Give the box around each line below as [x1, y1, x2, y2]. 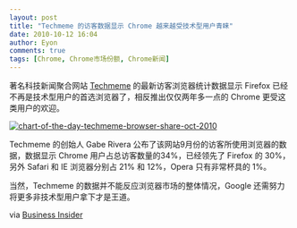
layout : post [9, 13, 58, 22]
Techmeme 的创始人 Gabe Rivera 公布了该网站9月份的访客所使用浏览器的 [9, 139, 279, 149]
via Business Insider [9, 209, 83, 220]
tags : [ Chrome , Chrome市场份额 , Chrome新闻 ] [9, 55, 170, 63]
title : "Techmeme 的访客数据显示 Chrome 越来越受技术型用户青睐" [9, 21, 234, 30]
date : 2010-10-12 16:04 [9, 30, 98, 38]
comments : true [9, 46, 66, 55]
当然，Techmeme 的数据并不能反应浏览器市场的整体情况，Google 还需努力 [9, 181, 285, 190]
